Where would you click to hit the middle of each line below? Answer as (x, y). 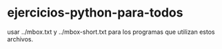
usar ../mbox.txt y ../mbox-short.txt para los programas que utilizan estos (111, 32)
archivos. (20, 39)
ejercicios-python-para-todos (95, 13)
